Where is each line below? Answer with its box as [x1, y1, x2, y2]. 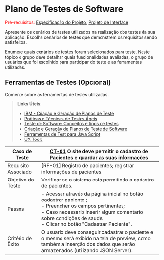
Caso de [12, 148, 32, 155]
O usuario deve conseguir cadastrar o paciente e [41, 228, 154, 235]
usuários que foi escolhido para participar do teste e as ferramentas [5, 59, 142, 65]
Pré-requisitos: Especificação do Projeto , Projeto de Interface [5, 20, 128, 25]
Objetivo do [7, 176, 34, 183]
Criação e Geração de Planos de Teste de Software [24, 126, 128, 132]
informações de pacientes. [41, 168, 103, 175]
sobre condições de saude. [41, 215, 104, 221]
